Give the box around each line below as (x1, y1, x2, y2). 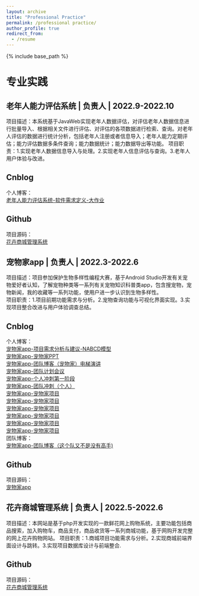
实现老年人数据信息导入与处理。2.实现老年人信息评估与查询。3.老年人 (20, 148, 191, 155)
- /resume (11, 36, 36, 42)
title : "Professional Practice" (6, 14, 86, 20)
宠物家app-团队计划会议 (6, 368, 65, 375)
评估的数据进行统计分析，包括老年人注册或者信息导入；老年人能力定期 (11, 133, 182, 140)
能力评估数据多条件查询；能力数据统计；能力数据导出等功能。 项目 (16, 140, 179, 147)
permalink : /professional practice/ (6, 20, 97, 26)
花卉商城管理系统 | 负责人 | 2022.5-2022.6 (6, 503, 163, 513)
